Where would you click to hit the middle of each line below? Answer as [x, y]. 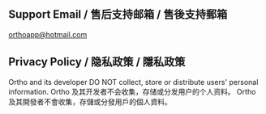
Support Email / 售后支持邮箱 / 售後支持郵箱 [118, 15]
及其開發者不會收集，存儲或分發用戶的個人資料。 [90, 101]
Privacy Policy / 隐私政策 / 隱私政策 [97, 62]
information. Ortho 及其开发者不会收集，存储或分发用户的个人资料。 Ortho [132, 91]
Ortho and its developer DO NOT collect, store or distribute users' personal [133, 82]
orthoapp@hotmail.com [48, 34]
